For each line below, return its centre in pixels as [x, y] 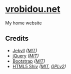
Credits [17, 38]
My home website [23, 23]
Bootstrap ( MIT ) [29, 61]
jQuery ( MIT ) [25, 56]
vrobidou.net [33, 9]
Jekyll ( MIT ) [25, 50]
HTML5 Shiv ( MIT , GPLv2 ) [39, 66]
